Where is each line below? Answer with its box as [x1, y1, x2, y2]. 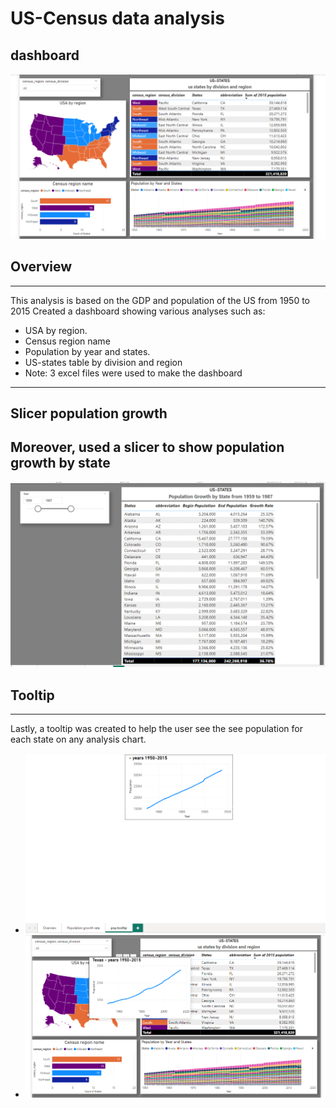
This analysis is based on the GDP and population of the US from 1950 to [10, 294, 311, 306]
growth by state [10, 455, 111, 472]
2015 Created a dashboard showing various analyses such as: [10, 305, 266, 317]
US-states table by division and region [24, 356, 183, 368]
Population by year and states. [24, 345, 151, 357]
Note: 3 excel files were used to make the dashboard [24, 367, 243, 379]
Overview [10, 258, 73, 276]
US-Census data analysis [10, 7, 225, 30]
